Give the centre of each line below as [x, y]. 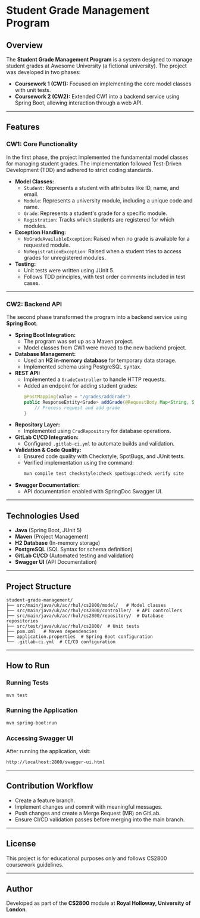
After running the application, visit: [49, 751]
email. [31, 194]
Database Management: [45, 354]
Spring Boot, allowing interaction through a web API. [79, 103]
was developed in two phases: [43, 72]
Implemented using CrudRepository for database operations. [97, 431]
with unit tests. [33, 90]
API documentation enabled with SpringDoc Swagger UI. [93, 492]
